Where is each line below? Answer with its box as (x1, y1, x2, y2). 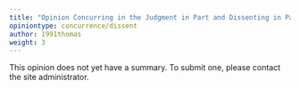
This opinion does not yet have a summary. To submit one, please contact (9, 62, 281, 73)
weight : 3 (9, 37, 46, 47)
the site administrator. (9, 72, 89, 83)
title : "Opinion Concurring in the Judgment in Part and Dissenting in (9, 12, 281, 22)
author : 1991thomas (9, 29, 82, 38)
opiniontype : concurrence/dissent (9, 21, 138, 30)
